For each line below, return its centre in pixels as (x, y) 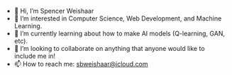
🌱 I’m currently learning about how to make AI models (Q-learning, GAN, (120, 33)
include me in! (34, 56)
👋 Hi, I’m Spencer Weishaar (54, 11)
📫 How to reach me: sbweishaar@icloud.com (81, 64)
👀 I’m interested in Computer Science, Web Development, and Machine (118, 18)
